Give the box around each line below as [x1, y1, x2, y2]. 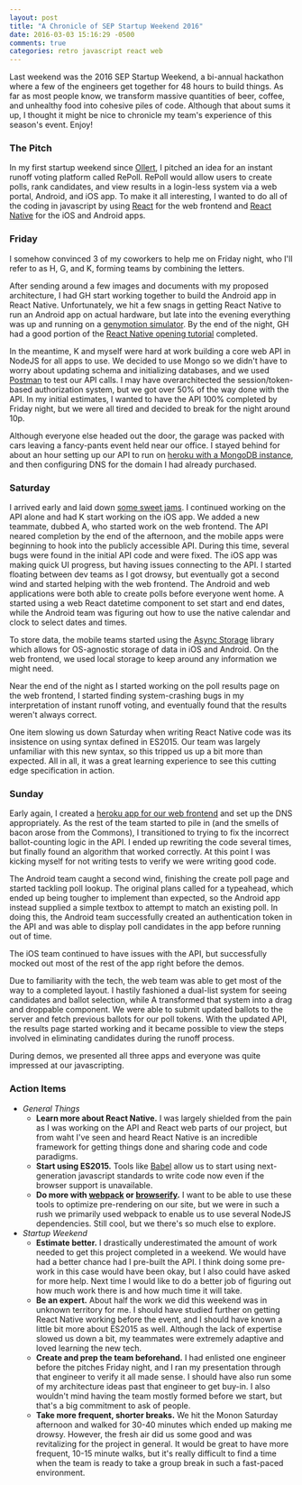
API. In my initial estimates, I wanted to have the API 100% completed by [9, 393, 278, 404]
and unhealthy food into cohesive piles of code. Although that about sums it [9, 100, 291, 111]
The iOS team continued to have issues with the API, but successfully [9, 949, 268, 959]
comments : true [9, 38, 67, 48]
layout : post [9, 13, 59, 23]
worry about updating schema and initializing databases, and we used [9, 364, 270, 375]
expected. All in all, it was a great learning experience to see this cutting [9, 756, 277, 766]
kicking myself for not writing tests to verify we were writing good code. [9, 856, 277, 866]
